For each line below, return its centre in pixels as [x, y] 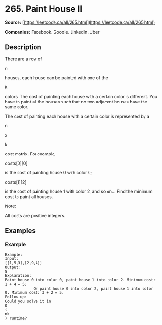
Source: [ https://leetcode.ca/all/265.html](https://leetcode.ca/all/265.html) [80, 22]
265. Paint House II [44, 9]
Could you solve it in [28, 301]
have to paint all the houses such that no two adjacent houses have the [76, 102]
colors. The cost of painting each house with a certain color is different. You [81, 96]
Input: [12, 259]
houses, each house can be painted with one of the [56, 77]
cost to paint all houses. [29, 197]
